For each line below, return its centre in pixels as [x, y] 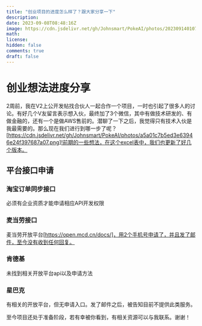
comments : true [25, 51]
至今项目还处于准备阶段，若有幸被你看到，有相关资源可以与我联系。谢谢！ [98, 317]
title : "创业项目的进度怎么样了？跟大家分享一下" [61, 12]
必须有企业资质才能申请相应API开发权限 [55, 203]
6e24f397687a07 [27, 142]
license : [17, 40]
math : [13, 34]
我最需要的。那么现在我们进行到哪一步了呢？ [62, 128]
